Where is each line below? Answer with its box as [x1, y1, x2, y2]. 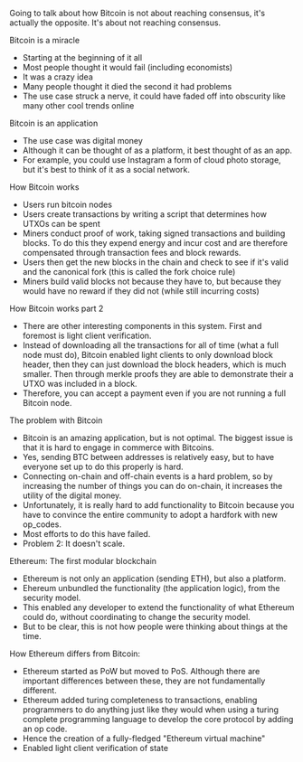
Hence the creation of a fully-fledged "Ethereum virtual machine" [22, 733, 266, 744]
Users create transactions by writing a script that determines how [22, 209, 267, 220]
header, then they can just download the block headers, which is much [22, 359, 287, 370]
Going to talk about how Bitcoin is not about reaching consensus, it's [9, 8, 266, 18]
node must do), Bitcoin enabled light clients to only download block [22, 350, 274, 360]
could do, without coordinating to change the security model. [22, 612, 251, 622]
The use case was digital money [22, 136, 143, 146]
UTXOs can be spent [22, 219, 101, 229]
